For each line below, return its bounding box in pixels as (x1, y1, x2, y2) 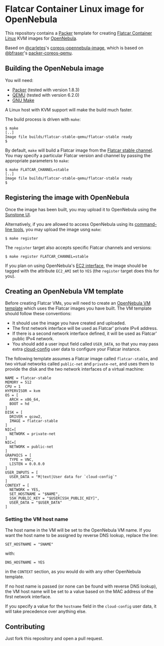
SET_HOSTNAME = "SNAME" (5, 541, 54, 547)
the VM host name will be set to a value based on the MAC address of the (5, 588, 154, 594)
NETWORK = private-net (9, 431, 56, 436)
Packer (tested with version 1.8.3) (12, 87, 80, 93)
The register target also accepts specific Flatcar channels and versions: (5, 244, 152, 250)
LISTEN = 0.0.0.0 (9, 461, 45, 467)
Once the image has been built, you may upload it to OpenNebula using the (5, 206, 157, 212)
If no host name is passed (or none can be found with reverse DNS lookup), (5, 583, 158, 589)
